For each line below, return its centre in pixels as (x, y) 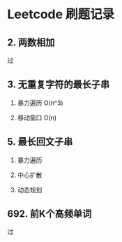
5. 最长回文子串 (40, 142)
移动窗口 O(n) (37, 118)
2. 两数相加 (31, 42)
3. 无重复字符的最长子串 (59, 85)
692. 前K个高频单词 (49, 214)
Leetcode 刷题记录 (61, 14)
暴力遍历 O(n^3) (40, 103)
